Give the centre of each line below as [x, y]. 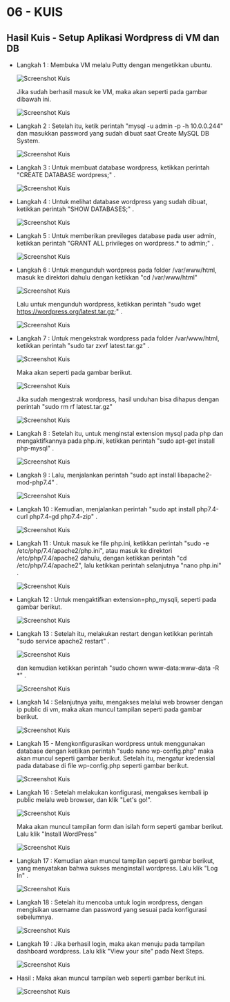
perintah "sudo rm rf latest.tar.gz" [65, 407]
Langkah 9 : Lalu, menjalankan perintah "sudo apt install [96, 475]
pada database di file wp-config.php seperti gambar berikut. [103, 766]
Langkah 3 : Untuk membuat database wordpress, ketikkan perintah [113, 167]
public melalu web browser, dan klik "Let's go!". [84, 800]
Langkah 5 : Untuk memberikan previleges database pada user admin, [116, 236]
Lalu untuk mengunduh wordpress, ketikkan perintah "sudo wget [108, 304]
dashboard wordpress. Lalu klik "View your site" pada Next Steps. [110, 951]
